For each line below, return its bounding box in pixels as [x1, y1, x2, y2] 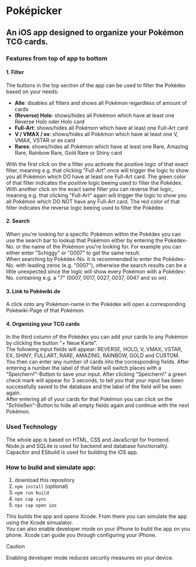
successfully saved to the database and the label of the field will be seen [6, 383, 182, 391]
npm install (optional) [14, 483, 68, 490]
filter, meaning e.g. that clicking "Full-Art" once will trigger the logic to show [6, 167, 189, 174]
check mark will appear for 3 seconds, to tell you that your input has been [6, 377, 184, 384]
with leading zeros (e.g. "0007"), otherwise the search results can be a [15, 262, 187, 269]
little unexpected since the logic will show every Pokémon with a [6, 268, 161, 275]
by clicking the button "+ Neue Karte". [6, 339, 98, 347]
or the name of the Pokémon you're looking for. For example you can [15, 243, 181, 250]
